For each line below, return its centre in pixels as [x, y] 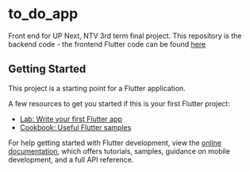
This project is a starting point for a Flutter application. [97, 88]
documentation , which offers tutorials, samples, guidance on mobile [119, 151]
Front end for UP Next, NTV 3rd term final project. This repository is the [125, 36]
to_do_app [43, 14]
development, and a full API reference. [71, 159]
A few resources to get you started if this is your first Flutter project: [119, 103]
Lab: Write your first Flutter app [71, 119]
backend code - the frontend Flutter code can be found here [107, 44]
